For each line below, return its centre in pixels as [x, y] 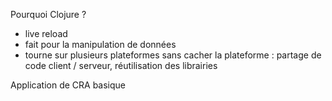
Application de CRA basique [68, 85]
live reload [46, 33]
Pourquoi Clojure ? [48, 14]
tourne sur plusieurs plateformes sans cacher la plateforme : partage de [173, 55]
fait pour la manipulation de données [100, 44]
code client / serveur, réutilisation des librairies [121, 65]
